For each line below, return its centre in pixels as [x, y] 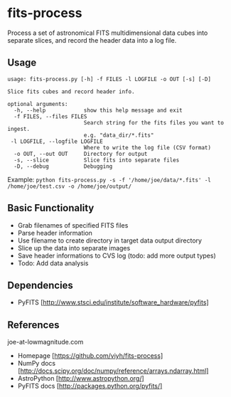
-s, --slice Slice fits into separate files [97, 160]
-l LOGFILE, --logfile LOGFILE [57, 141]
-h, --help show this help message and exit [98, 110]
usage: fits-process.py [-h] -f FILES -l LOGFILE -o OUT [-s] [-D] [109, 79]
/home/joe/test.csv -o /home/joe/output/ [70, 186]
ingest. [19, 129]
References [33, 325]
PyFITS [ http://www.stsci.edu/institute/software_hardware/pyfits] [113, 302]
